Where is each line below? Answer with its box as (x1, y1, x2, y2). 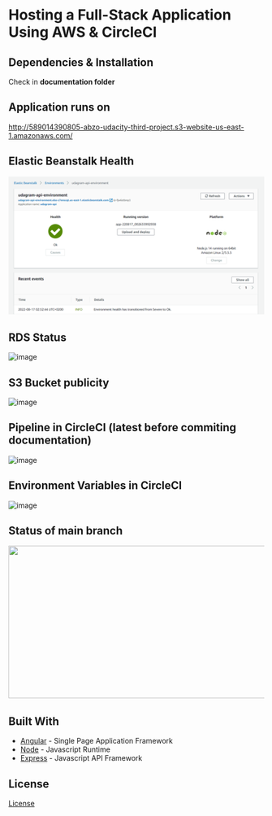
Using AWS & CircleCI (8, 23, 158, 41)
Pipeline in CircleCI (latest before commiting (8, 421, 237, 434)
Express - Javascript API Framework (19, 753, 143, 763)
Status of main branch (8, 523, 123, 538)
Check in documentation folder (8, 77, 115, 86)
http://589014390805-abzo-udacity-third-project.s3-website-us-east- (8, 122, 245, 132)
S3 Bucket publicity (8, 376, 110, 390)
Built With (8, 714, 59, 728)
